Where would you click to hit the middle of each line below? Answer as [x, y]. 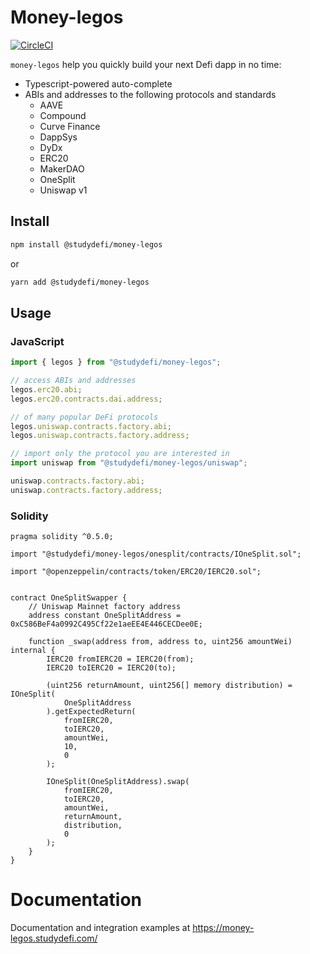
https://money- [223, 928]
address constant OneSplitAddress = [105, 616]
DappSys [58, 137]
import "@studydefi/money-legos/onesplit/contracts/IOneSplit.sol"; [156, 554]
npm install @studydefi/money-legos [86, 244]
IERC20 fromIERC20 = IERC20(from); [120, 659]
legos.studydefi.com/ [54, 938]
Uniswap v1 [63, 190]
